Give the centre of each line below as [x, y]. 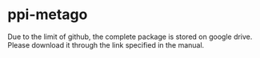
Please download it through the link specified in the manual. [106, 44]
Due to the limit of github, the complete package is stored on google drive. [130, 37]
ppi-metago [48, 15]
